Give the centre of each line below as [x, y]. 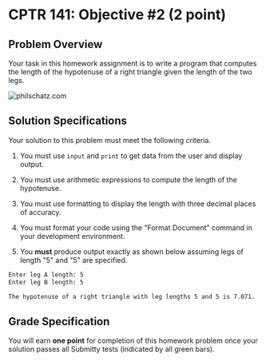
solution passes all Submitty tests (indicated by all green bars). [111, 349]
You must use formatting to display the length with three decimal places [138, 203]
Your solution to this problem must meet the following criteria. [110, 140]
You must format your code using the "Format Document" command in [136, 227]
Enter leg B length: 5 [46, 282]
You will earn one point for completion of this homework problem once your [133, 340]
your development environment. [72, 236]
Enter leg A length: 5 [46, 274]
